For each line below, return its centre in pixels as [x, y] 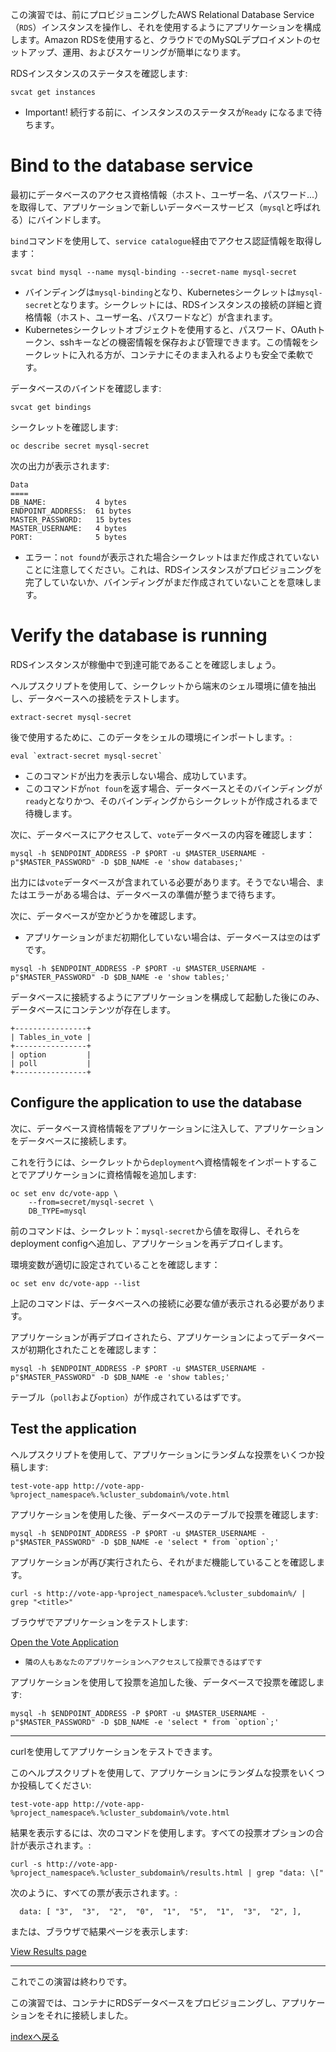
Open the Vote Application [64, 1642]
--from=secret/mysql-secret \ [91, 1202]
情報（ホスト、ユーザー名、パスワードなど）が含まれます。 [155, 317]
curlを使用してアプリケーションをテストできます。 [114, 1751]
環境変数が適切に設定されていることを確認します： [115, 1264]
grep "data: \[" [290, 1873]
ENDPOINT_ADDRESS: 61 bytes [71, 511]
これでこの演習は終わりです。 [71, 1981]
